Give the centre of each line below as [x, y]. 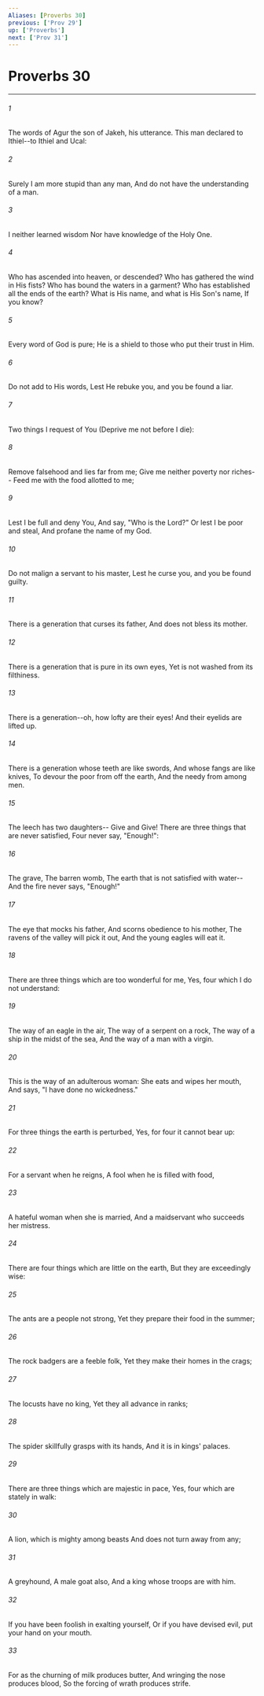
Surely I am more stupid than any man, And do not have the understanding [128, 184]
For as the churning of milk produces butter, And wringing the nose [117, 1675]
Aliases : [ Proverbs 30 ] [47, 15]
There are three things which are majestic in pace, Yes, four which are [121, 1489]
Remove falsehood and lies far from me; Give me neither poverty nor [119, 471]
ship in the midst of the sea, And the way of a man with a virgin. [111, 1039]
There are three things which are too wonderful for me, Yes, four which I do [130, 980]
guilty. [18, 582]
